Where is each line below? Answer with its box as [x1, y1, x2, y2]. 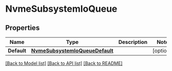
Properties [5, 23, 40, 32]
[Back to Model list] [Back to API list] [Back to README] [5, 60, 123, 66]
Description [118, 39, 147, 45]
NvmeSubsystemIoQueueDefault [31, 47, 114, 54]
